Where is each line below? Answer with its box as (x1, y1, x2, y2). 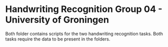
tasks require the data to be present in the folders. (5, 36, 110, 42)
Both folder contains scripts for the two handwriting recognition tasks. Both (5, 30, 163, 36)
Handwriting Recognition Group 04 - (5, 3, 163, 15)
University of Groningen (5, 14, 109, 25)
